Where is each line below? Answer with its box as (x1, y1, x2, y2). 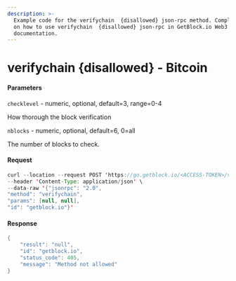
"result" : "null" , (20, 241, 74, 249)
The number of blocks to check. (7, 139, 100, 148)
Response (7, 219, 37, 228)
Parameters (7, 83, 42, 92)
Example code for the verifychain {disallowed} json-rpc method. (13, 17, 212, 24)
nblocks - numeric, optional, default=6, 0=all (7, 126, 136, 135)
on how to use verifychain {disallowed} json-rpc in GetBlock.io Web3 (13, 23, 228, 30)
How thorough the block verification (7, 113, 112, 121)
